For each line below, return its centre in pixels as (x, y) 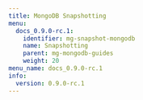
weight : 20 (41, 61)
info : (17, 76)
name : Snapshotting (56, 46)
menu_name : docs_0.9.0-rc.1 (56, 69)
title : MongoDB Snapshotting (57, 16)
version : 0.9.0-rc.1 (50, 83)
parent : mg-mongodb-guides (68, 53)
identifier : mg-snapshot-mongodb (79, 38)
